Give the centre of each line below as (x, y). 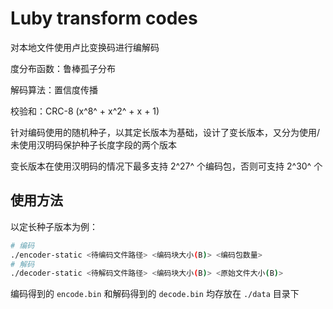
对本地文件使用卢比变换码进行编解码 (85, 47)
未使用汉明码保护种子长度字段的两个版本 (93, 144)
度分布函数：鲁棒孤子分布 (63, 68)
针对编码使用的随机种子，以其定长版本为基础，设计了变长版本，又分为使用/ (165, 132)
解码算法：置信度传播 (54, 89)
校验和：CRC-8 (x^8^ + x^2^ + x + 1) (85, 111)
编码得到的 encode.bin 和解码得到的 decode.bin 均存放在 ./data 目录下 (155, 294)
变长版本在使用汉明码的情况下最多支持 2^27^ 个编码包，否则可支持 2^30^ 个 (166, 166)
